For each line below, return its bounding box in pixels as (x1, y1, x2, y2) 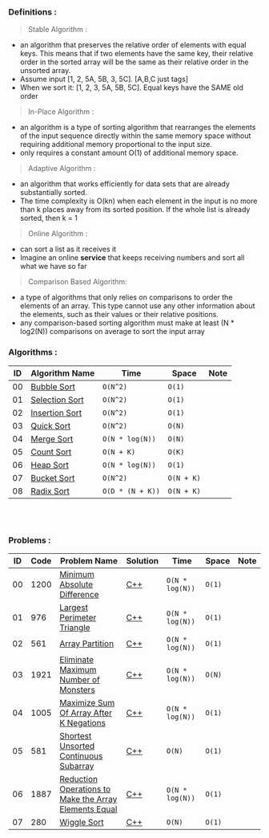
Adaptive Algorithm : (27, 164, 96, 173)
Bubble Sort (30, 380, 76, 392)
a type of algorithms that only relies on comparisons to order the (19, 292, 233, 303)
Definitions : (8, 6, 58, 18)
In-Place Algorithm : (27, 107, 94, 116)
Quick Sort (30, 420, 70, 431)
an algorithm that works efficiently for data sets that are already (19, 179, 231, 189)
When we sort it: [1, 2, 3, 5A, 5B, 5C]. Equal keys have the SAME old (19, 83, 244, 92)
